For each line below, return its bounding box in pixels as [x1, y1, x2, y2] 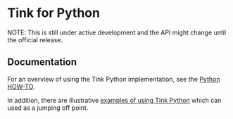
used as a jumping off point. [7, 104, 89, 112]
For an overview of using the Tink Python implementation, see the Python [7, 75, 220, 83]
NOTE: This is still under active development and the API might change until [7, 28, 227, 37]
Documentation [7, 56, 77, 68]
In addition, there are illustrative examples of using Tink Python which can [7, 96, 222, 104]
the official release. [7, 35, 63, 44]
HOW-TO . [7, 82, 35, 91]
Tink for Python [7, 5, 101, 21]
